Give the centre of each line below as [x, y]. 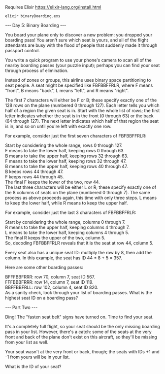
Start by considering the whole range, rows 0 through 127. [64, 145]
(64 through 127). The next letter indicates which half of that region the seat [82, 121]
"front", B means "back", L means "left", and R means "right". [67, 90]
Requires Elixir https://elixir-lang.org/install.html [53, 7]
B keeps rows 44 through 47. [34, 171]
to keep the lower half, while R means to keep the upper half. [66, 203]
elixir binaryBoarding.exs [33, 16]
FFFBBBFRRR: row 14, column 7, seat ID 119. [49, 282]
